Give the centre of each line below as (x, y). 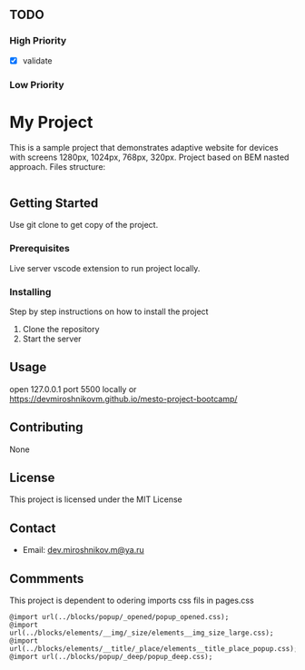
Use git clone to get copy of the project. (84, 225)
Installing (30, 291)
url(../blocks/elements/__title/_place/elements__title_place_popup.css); (154, 649)
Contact (33, 528)
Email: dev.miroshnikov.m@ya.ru (84, 550)
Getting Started (54, 203)
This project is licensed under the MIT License (96, 499)
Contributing (46, 427)
